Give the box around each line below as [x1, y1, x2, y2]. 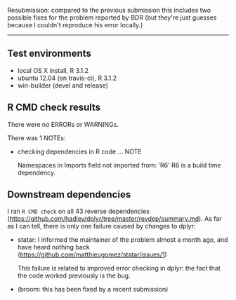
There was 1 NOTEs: [7, 133, 66, 142]
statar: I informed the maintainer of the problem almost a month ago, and [17, 236, 228, 244]
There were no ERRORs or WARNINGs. [7, 120, 119, 128]
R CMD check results [7, 102, 101, 114]
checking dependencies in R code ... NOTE [17, 147, 142, 156]
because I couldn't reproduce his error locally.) [7, 21, 143, 29]
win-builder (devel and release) [17, 81, 109, 90]
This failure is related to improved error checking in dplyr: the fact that [17, 264, 221, 273]
